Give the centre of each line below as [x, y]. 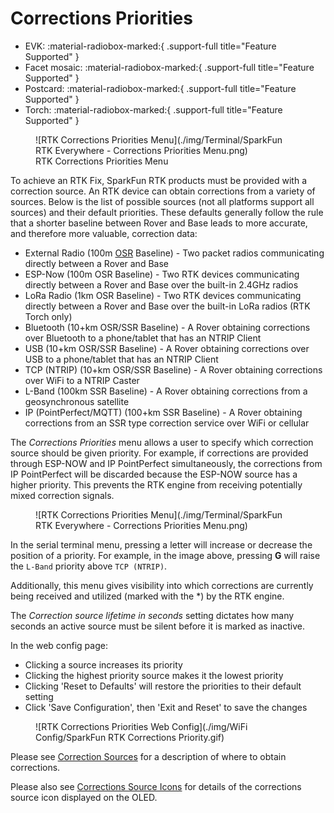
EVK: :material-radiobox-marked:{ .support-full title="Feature [150, 46]
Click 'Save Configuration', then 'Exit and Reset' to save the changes [166, 707]
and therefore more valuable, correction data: [104, 233]
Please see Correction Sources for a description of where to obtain [148, 756]
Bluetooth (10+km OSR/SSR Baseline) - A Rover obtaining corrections [167, 327]
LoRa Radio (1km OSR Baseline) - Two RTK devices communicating [163, 295]
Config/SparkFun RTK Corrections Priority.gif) [130, 737]
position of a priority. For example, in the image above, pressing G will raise [165, 555]
